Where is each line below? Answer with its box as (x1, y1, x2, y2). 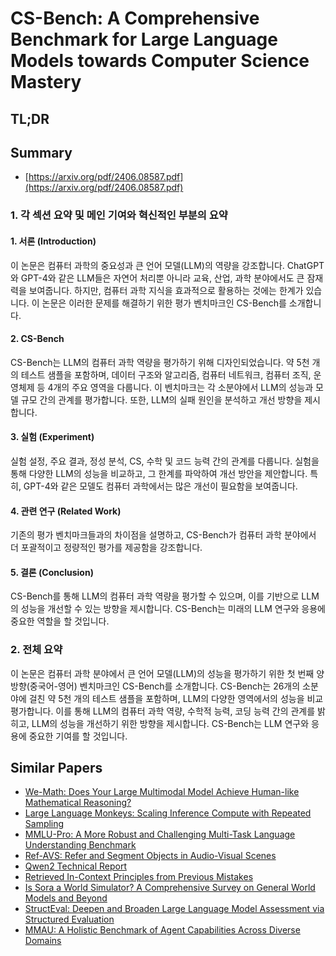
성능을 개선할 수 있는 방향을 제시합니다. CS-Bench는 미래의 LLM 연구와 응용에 (20, 603, 326, 615)
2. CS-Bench (10, 333, 65, 345)
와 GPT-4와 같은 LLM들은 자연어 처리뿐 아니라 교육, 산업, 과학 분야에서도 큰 (10, 272, 305, 284)
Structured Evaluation (24, 913, 115, 926)
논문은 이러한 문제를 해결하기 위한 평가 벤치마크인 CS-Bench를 (41, 297, 287, 309)
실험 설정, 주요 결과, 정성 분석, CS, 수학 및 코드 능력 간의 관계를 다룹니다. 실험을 (10, 455, 320, 467)
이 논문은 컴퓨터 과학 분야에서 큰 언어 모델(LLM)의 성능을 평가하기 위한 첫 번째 (10, 667, 315, 679)
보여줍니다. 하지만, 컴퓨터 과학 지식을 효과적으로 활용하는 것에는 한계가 (28, 284, 304, 296)
